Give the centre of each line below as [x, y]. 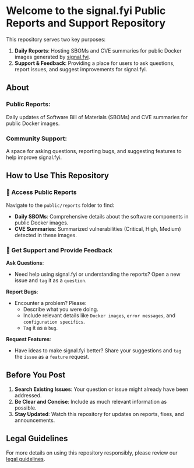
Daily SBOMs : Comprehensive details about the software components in [101, 216]
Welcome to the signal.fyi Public [86, 11]
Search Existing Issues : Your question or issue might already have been [101, 389]
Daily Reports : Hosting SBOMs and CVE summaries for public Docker [98, 50]
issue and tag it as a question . [50, 280]
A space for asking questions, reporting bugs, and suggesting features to [94, 151]
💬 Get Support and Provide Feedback [59, 250]
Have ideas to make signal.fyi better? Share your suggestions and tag [98, 350]
